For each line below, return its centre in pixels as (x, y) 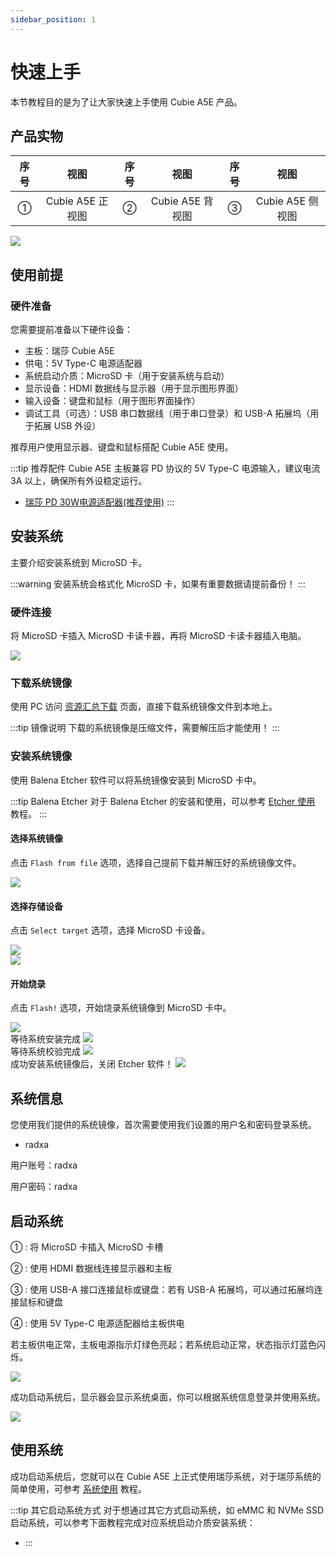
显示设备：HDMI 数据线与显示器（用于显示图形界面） (134, 388)
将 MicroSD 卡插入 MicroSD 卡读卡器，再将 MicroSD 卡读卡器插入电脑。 (158, 636)
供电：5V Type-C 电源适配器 (83, 363)
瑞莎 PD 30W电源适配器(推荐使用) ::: (99, 502)
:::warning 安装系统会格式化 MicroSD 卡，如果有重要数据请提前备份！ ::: (158, 583)
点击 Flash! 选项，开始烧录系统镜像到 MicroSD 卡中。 (121, 1008)
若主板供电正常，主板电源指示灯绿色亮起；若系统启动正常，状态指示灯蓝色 (163, 1344)
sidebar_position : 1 (53, 19)
